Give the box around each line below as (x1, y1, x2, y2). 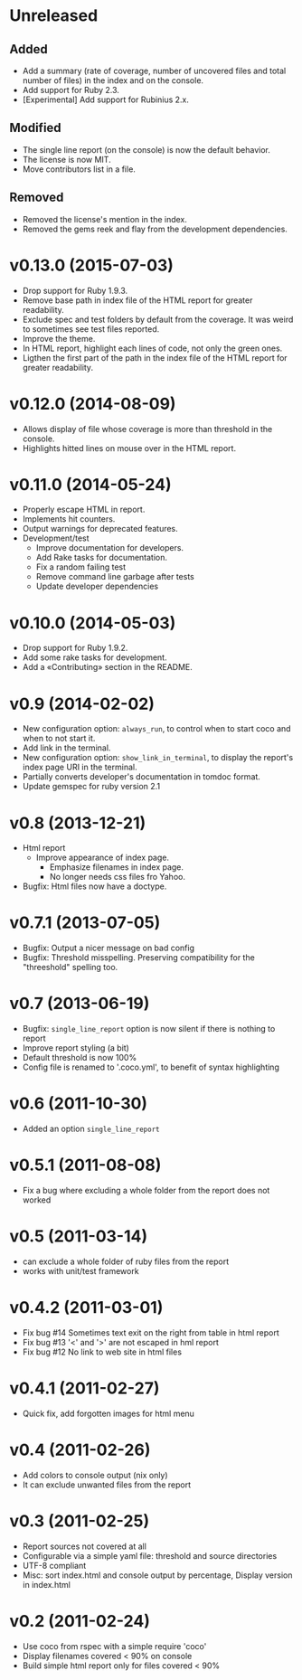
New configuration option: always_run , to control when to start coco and (22, 723, 291, 734)
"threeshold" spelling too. (22, 962, 118, 973)
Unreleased (9, 5, 99, 26)
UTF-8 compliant (22, 1560, 87, 1571)
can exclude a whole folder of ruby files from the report (22, 1256, 230, 1267)
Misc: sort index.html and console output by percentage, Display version (22, 1570, 293, 1581)
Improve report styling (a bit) (22, 1043, 129, 1053)
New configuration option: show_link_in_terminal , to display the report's (22, 752, 294, 763)
